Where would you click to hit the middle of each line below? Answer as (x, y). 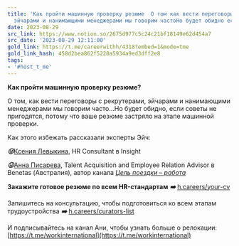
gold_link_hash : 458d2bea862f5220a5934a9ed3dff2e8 (84, 54)
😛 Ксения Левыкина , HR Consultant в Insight (74, 151)
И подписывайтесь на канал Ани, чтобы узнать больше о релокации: (112, 228)
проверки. (23, 123)
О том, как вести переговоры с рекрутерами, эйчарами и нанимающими (119, 101)
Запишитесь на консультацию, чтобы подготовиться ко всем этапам (112, 203)
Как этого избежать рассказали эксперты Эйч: (79, 137)
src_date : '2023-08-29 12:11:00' (57, 41)
